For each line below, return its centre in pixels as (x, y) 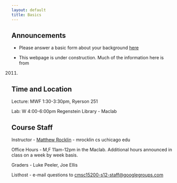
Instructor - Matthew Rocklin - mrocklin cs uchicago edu (71, 140)
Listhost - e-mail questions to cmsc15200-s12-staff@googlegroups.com (87, 175)
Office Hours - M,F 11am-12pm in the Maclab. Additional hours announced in (92, 149)
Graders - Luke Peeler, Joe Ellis (45, 165)
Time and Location (42, 89)
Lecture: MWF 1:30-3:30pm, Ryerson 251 (55, 101)
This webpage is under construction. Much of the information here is (91, 58)
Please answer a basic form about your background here (79, 48)
